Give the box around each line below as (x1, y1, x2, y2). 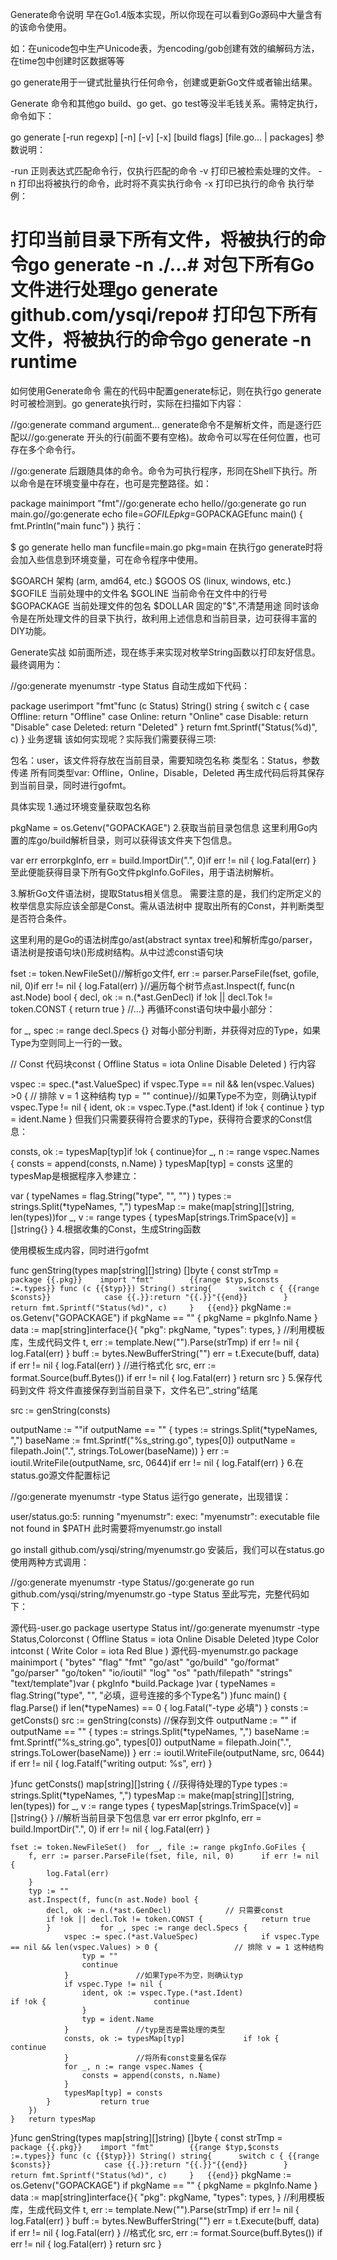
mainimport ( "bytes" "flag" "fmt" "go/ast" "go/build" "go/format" (10, 1656, 280, 1668)
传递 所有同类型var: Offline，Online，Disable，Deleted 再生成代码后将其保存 (10, 766, 325, 778)
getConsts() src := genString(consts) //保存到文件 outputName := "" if (10, 1714, 297, 1726)
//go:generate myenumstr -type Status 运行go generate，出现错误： (10, 1490, 292, 1502)
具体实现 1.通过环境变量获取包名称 (10, 800, 151, 812)
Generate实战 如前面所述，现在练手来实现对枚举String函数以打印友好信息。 (10, 646, 321, 658)
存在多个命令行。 (10, 443, 81, 455)
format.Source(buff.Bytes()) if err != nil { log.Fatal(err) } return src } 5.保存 (10, 1371, 314, 1383)
